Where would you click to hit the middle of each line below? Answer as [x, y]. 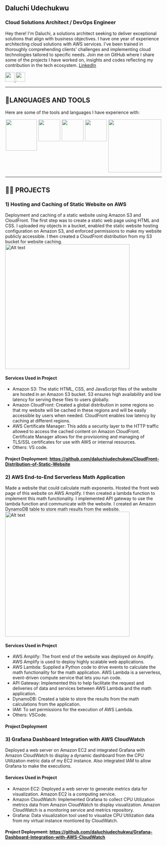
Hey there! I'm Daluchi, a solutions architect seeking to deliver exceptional [81, 33]
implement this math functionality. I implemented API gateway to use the [79, 498]
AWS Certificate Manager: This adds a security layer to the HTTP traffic [85, 426]
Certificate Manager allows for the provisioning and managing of [79, 437]
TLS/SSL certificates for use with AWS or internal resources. [74, 442]
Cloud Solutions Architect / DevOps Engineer [61, 22]
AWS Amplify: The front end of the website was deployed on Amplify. [83, 657]
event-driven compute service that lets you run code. [67, 678]
